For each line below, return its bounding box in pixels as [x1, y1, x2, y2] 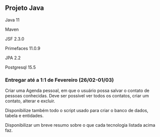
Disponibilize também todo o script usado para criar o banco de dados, [5, 108, 148, 114]
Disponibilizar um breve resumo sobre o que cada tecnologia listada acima [5, 122, 156, 128]
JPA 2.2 [5, 55, 21, 61]
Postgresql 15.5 [5, 64, 36, 70]
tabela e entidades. [5, 113, 44, 119]
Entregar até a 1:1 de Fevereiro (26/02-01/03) [5, 76, 114, 83]
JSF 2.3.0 [5, 36, 24, 42]
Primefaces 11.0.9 [5, 45, 41, 51]
